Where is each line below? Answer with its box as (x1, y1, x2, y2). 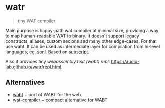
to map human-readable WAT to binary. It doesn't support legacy (5, 33, 139, 39)
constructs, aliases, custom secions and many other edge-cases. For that (5, 38, 157, 44)
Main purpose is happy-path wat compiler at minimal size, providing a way (5, 27, 159, 33)
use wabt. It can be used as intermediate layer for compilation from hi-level (5, 43, 160, 49)
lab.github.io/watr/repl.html (5, 64, 61, 70)
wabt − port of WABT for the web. (12, 91, 83, 97)
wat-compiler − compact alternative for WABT (12, 97, 108, 103)
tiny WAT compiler (17, 18, 56, 24)
